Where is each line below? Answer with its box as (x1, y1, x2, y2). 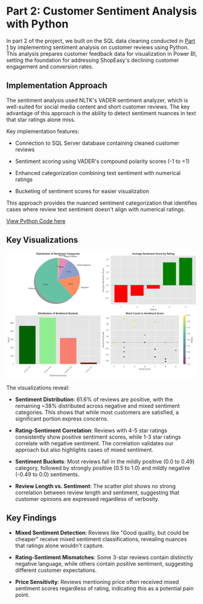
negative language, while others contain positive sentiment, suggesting (15, 560, 193, 567)
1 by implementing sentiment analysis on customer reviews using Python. (6, 44, 189, 51)
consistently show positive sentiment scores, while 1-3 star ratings (15, 433, 181, 440)
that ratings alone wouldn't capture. (15, 542, 104, 549)
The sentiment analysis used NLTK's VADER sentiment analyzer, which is (6, 96, 188, 104)
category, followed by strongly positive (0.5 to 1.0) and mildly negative (15, 464, 190, 471)
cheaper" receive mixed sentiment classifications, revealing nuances (15, 535, 187, 543)
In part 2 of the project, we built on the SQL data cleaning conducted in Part (6, 37, 196, 44)
